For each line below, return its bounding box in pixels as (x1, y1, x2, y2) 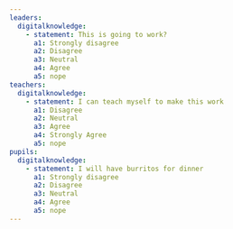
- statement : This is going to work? (25, 30, 168, 39)
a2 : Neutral (33, 114, 79, 123)
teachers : (9, 80, 47, 89)
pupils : (9, 147, 39, 156)
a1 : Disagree (33, 105, 83, 114)
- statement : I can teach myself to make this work (25, 96, 224, 106)
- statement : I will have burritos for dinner (25, 164, 204, 173)
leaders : (9, 13, 42, 23)
